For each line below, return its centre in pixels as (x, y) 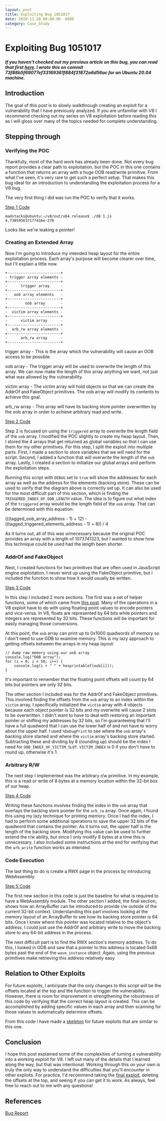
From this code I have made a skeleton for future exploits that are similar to (82, 1021)
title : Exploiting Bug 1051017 (37, 14)
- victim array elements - (34, 312)
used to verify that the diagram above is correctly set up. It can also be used (83, 488)
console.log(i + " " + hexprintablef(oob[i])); (64, 666)
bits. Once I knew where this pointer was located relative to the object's (78, 922)
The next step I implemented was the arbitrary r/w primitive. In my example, (82, 776)
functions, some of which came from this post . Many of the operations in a (81, 603)
